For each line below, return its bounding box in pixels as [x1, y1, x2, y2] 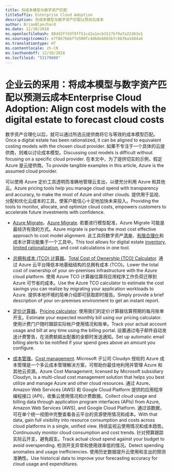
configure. [12, 345, 35, 351]
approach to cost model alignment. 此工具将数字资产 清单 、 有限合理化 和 [12, 233, 164, 239]
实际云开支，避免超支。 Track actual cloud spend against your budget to [12, 436, 165, 442]
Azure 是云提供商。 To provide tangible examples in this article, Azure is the [5, 162, 164, 169]
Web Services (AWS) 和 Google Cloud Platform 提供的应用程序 [31, 386, 163, 393]
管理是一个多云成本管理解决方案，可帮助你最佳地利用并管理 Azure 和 [17, 362, 163, 368]
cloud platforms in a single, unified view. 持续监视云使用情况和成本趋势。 [12, 423, 166, 429]
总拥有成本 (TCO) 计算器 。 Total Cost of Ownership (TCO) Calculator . [12, 255, 158, 261]
